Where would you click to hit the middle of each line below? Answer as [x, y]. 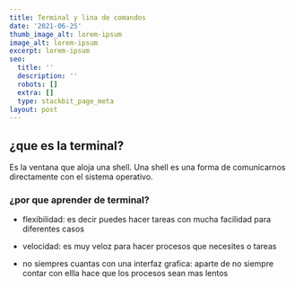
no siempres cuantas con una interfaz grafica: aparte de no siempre [148, 264]
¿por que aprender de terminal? [79, 200]
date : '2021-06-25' [46, 26]
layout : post [34, 109]
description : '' [48, 76]
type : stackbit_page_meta [66, 101]
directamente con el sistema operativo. [82, 177]
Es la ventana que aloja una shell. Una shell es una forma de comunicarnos [147, 168]
